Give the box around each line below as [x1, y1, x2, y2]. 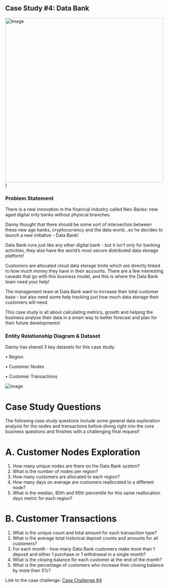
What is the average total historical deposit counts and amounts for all [12, 535, 158, 541]
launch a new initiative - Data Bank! [5, 232, 79, 239]
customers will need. [5, 299, 49, 305]
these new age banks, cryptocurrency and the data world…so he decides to [5, 227, 163, 233]
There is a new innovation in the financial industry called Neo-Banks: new [5, 206, 158, 212]
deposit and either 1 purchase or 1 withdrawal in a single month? [12, 552, 146, 558]
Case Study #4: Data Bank [5, 4, 90, 13]
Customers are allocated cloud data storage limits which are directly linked [5, 263, 160, 269]
